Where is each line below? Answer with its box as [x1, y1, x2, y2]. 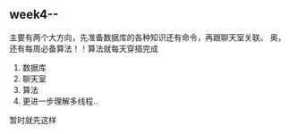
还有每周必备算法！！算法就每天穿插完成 [9, 43, 158, 54]
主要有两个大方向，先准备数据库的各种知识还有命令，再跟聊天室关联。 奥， [9, 31, 286, 43]
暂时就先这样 [9, 114, 56, 125]
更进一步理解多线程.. [21, 96, 98, 106]
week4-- [9, 7, 59, 22]
